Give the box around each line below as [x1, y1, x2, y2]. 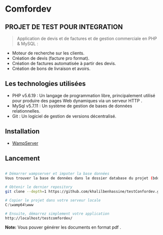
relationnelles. [12, 108, 40, 114]
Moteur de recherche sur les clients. [12, 50, 85, 56]
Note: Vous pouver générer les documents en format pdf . [5, 224, 121, 230]
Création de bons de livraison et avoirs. [12, 66, 91, 71]
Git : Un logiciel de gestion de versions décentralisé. [12, 113, 116, 119]
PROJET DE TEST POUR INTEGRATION [5, 23, 123, 31]
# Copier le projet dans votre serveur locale [5, 198, 101, 202]
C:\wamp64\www [5, 202, 34, 207]
